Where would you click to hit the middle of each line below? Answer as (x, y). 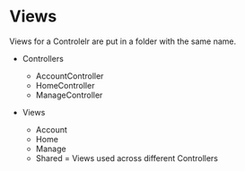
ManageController (69, 95)
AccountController (70, 76)
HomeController (65, 85)
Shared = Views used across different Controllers (127, 158)
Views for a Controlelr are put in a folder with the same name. (123, 41)
